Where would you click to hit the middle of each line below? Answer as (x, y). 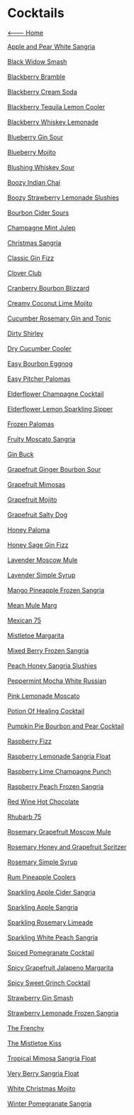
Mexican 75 (24, 620)
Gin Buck (21, 454)
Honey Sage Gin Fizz (38, 544)
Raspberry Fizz (29, 741)
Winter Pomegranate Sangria (50, 1104)
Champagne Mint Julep (41, 227)
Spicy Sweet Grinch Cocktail (49, 983)
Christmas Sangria (34, 242)
